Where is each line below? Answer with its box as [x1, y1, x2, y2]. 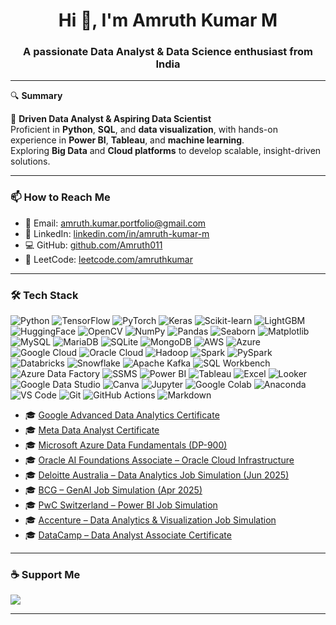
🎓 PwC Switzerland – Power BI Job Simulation [24, 499, 218, 511]
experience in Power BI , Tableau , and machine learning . [10, 134, 245, 146]
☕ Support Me [10, 568, 81, 581]
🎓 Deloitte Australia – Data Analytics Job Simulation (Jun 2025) [24, 469, 290, 481]
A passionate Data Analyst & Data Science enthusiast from [23, 45, 313, 59]
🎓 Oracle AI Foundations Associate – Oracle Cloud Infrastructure [24, 454, 295, 466]
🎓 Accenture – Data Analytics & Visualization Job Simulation [24, 514, 277, 526]
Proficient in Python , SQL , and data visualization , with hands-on [10, 124, 278, 136]
